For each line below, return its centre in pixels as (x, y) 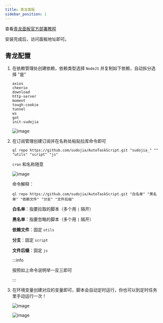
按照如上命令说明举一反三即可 (42, 270)
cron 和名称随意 (28, 164)
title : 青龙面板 (20, 9)
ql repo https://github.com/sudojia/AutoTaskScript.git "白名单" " (81, 194)
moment (19, 101)
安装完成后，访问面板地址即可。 (37, 39)
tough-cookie (25, 105)
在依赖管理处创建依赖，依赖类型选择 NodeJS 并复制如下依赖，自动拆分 (82, 68)
